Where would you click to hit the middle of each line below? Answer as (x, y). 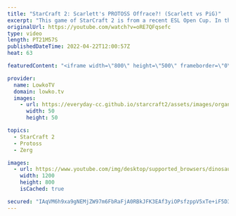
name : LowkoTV (34, 85)
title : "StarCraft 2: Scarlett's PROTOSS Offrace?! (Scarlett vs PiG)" (114, 14)
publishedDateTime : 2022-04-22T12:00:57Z (69, 46)
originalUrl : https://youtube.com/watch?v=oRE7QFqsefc (89, 27)
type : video (25, 33)
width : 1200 (37, 176)
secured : (20, 201)
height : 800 (37, 183)
